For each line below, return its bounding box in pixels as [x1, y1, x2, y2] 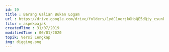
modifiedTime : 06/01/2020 [5, 30, 62, 35]
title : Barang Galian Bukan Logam [5, 12, 80, 17]
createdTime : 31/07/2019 [5, 26, 59, 31]
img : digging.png [5, 40, 42, 45]
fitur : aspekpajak [5, 21, 46, 26]
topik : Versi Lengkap [5, 35, 51, 40]
